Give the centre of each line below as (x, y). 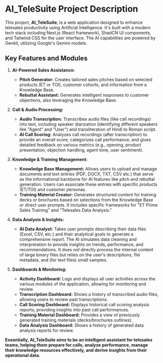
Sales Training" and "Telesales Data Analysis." (66, 210)
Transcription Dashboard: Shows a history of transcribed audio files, (89, 294)
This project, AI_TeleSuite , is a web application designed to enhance (74, 22)
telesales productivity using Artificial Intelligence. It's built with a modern (78, 27)
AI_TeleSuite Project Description (72, 9)
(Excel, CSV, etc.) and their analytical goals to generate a (76, 234)
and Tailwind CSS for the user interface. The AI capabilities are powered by (80, 38)
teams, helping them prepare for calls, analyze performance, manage (77, 345)
